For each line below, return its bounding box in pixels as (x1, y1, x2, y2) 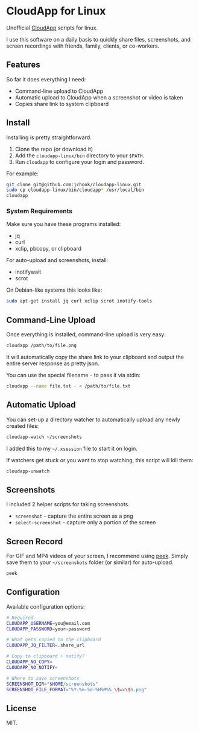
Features (6, 60, 40, 70)
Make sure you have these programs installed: (6, 221, 121, 228)
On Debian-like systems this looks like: (6, 286, 103, 293)
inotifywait (14, 268, 42, 275)
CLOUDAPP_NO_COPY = (6, 659, 52, 665)
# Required (6, 615, 34, 621)
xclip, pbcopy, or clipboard (14, 245, 82, 253)
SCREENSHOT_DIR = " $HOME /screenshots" (6, 681, 98, 687)
